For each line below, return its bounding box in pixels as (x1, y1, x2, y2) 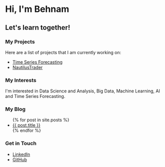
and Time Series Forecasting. (5, 93, 66, 99)
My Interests (5, 77, 36, 83)
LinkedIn (12, 151, 30, 157)
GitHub (12, 157, 27, 163)
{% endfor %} (12, 128, 41, 134)
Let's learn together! (5, 23, 71, 32)
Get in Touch (5, 140, 37, 147)
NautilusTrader (12, 64, 43, 70)
